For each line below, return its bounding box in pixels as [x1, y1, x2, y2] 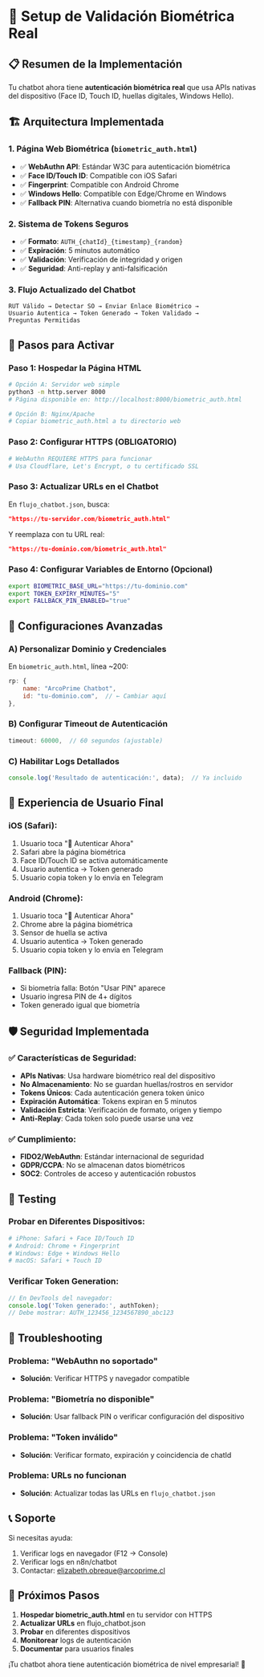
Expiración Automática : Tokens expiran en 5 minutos [19, 1096, 197, 1106]
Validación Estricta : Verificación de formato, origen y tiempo [19, 1105, 222, 1114]
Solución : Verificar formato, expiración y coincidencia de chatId [19, 1450, 232, 1459]
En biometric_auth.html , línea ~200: [8, 661, 128, 671]
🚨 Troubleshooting [8, 1331, 103, 1345]
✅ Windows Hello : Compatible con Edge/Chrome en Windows [19, 189, 227, 198]
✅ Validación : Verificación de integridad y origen [19, 254, 183, 264]
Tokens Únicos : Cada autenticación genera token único [19, 1088, 205, 1097]
